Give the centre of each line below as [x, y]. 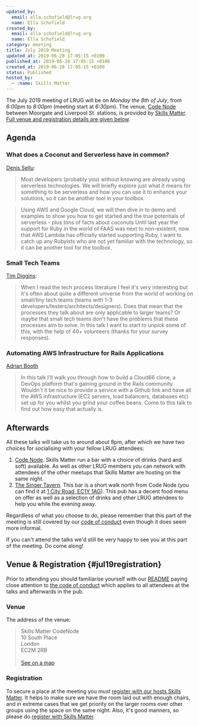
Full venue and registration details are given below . [68, 119]
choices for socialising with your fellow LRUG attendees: [75, 448]
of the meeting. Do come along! [45, 546]
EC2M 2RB [34, 650]
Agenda [21, 138]
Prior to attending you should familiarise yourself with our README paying [97, 579]
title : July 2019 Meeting [38, 50]
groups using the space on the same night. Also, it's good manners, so [93, 710]
